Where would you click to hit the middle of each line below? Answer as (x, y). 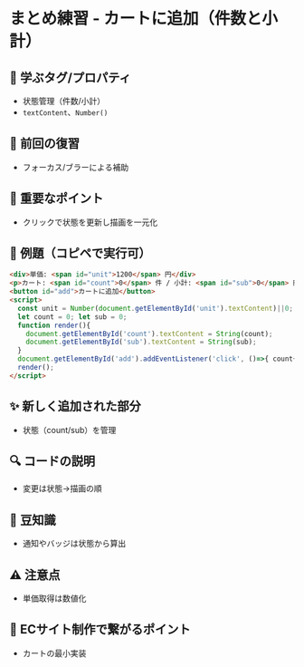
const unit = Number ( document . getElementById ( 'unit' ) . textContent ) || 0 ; (156, 308)
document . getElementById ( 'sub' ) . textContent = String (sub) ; (141, 342)
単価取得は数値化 (54, 598)
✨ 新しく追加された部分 (76, 406)
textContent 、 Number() (65, 112)
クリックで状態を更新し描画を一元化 (90, 222)
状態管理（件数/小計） (64, 101)
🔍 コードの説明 (52, 462)
